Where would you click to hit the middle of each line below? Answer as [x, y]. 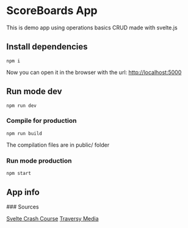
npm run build [24, 133]
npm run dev [21, 105]
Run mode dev [34, 91]
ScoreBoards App [52, 11]
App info [23, 192]
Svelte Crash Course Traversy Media [52, 218]
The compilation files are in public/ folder [58, 145]
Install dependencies [47, 47]
